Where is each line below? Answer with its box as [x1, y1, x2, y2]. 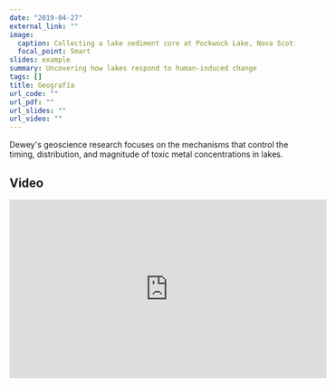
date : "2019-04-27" [9, 13, 83, 23]
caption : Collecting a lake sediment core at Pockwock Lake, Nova [17, 38, 274, 48]
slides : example [9, 55, 71, 64]
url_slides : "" [9, 106, 67, 115]
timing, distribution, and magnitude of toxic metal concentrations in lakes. [9, 149, 283, 160]
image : [9, 30, 34, 39]
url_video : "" [9, 114, 63, 123]
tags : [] [9, 73, 43, 82]
